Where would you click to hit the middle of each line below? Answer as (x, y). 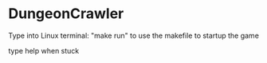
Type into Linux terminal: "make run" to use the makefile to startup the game (133, 35)
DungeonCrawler (66, 14)
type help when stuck (44, 50)
